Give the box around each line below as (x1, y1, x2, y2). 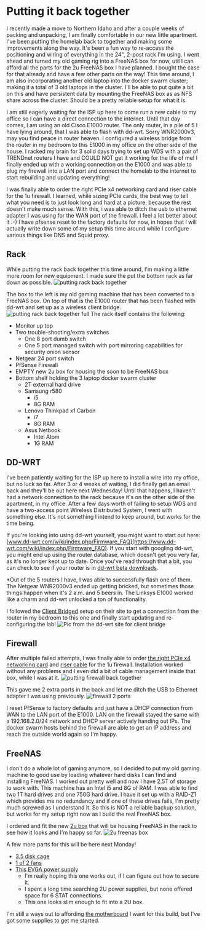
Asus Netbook (24, 426, 61, 434)
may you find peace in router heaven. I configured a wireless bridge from (6, 134, 192, 142)
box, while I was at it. (6, 674, 60, 682)
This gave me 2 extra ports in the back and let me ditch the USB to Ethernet (6, 686, 198, 693)
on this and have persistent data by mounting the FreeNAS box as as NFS (6, 90, 192, 97)
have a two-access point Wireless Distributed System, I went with (6, 506, 173, 514)
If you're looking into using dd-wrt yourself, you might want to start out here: (6, 531, 200, 538)
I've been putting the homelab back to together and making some (6, 37, 172, 45)
